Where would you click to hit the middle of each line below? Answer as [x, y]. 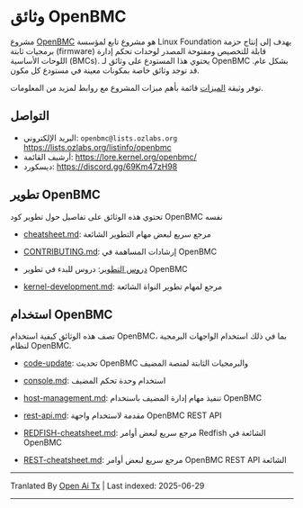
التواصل [30, 116]
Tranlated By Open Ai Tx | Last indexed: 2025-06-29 [107, 486]
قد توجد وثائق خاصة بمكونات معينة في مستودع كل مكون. [105, 70]
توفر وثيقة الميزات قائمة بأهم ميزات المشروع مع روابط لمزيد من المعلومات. [137, 87]
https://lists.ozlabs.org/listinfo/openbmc [97, 147]
